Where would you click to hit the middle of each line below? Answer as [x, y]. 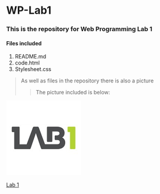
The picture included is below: [73, 93]
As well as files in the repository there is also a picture [87, 81]
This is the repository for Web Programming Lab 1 [79, 29]
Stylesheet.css [33, 69]
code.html [27, 63]
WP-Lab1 [29, 10]
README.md [30, 57]
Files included [24, 43]
